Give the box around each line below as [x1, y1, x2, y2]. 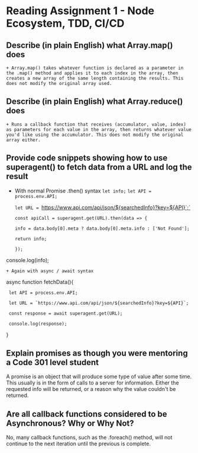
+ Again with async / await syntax [6, 268, 94, 274]
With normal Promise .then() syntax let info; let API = [14, 187, 152, 194]
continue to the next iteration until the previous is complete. [6, 440, 151, 447]
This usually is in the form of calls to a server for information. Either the [6, 379, 179, 386]
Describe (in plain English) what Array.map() [6, 40, 173, 50]
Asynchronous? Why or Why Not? [6, 418, 134, 428]
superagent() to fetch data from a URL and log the [6, 162, 192, 172]
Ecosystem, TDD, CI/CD [6, 17, 125, 30]
